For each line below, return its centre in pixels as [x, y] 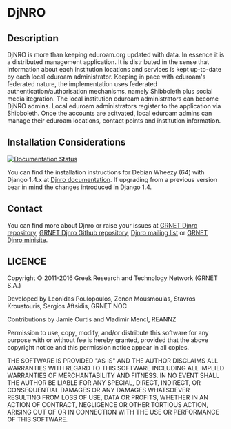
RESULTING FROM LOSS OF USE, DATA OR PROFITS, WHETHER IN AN [108, 397]
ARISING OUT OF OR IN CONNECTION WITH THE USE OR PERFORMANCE [113, 412]
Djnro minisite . [28, 240]
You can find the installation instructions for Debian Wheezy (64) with [106, 172]
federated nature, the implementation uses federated [82, 84]
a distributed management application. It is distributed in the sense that [108, 62]
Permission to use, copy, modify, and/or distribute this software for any [108, 333]
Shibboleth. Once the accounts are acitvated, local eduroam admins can [110, 113]
